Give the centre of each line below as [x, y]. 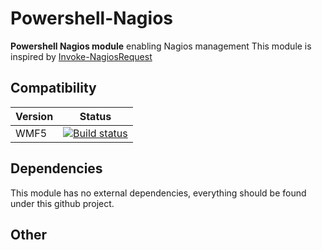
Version [34, 116]
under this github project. [62, 203]
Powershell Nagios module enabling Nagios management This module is [161, 46]
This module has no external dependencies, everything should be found [158, 193]
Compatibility [53, 88]
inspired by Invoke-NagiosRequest [81, 56]
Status [95, 116]
